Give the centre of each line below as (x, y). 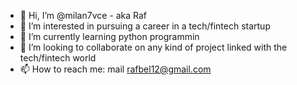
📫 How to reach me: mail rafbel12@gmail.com (115, 69)
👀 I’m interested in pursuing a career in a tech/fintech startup (145, 26)
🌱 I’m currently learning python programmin (109, 36)
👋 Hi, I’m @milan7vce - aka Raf (83, 15)
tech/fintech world (58, 58)
